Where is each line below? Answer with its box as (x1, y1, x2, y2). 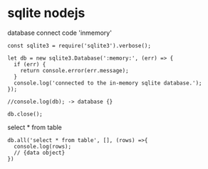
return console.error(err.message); (20, 67, 130, 74)
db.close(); (7, 110, 43, 118)
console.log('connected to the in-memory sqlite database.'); (14, 80, 202, 87)
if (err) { (14, 60, 46, 68)
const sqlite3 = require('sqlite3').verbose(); (7, 42, 152, 49)
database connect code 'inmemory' (7, 28, 113, 37)
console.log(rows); (14, 143, 72, 150)
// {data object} (14, 149, 66, 156)
